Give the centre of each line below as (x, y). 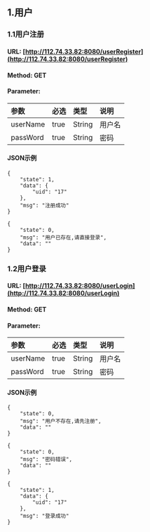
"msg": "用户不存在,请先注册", (61, 421)
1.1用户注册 (26, 34)
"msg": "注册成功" (45, 205)
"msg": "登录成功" (45, 516)
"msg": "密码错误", (46, 460)
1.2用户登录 (27, 268)
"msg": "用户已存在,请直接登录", (63, 238)
